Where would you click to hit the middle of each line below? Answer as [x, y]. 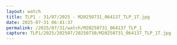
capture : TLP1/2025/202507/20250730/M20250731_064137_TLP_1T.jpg [88, 33]
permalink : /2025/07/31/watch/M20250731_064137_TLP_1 [74, 28]
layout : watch [24, 11]
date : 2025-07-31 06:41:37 [39, 22]
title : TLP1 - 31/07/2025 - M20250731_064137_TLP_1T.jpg [78, 17]
